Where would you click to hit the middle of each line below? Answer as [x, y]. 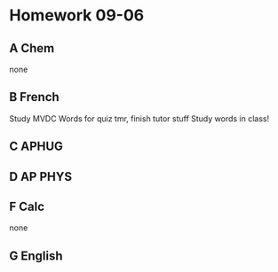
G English [36, 256]
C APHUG [36, 147]
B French [34, 97]
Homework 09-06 [77, 16]
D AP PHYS [41, 177]
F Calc [27, 206]
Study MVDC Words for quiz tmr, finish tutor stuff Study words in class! [139, 118]
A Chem [32, 48]
